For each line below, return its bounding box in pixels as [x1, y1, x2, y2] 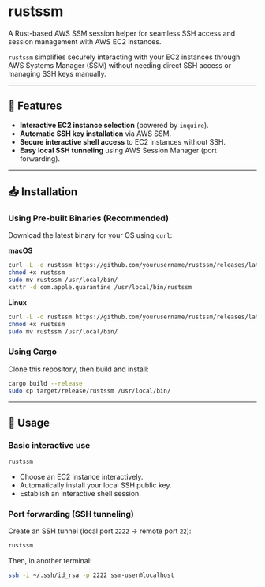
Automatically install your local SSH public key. [19, 480, 172, 490]
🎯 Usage [8, 416, 50, 429]
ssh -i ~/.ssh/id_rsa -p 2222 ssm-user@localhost [8, 571, 175, 579]
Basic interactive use [8, 439, 91, 450]
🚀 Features [8, 100, 62, 113]
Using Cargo [8, 346, 58, 357]
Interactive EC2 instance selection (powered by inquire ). [19, 120, 209, 130]
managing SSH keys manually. [8, 69, 106, 78]
